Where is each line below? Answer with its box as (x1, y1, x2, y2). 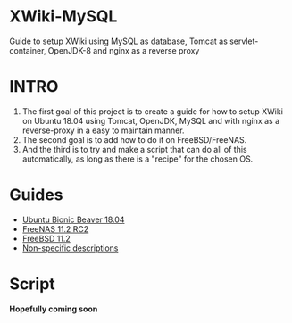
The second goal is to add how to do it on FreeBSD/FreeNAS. (21, 134, 247, 145)
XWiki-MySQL (9, 6, 118, 27)
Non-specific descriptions (21, 243, 119, 253)
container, (9, 45, 46, 55)
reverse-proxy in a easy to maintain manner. (21, 125, 185, 136)
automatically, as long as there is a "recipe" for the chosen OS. (21, 153, 254, 164)
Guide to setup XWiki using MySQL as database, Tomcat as (9, 36, 228, 46)
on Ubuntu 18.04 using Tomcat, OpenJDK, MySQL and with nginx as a (21, 115, 280, 126)
